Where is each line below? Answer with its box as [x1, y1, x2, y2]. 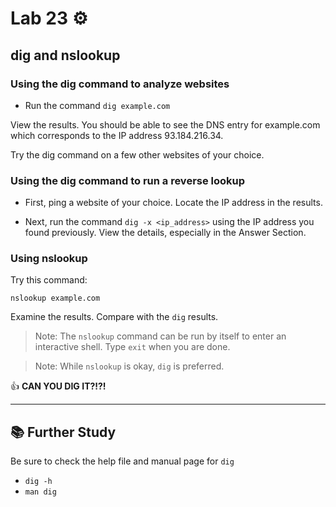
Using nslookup [10, 252, 88, 266]
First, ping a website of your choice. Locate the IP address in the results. [24, 197, 323, 209]
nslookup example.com [10, 293, 101, 304]
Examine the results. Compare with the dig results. [10, 311, 219, 323]
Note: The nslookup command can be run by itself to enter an [34, 330, 287, 342]
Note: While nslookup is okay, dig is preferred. [34, 360, 225, 372]
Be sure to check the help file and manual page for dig [10, 455, 235, 467]
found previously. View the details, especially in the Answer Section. [24, 227, 307, 239]
